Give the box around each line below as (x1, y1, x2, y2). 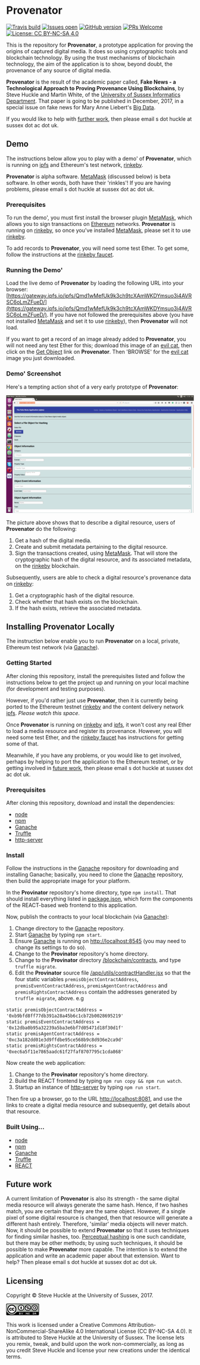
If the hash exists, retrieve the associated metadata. (14, 604, 142, 612)
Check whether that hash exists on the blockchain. (14, 598, 139, 605)
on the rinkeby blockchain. (14, 562, 80, 569)
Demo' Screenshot (6, 370, 61, 378)
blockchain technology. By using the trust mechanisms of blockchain (6, 54, 175, 61)
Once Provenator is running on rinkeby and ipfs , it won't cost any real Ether (6, 721, 192, 728)
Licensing (6, 1276, 43, 1286)
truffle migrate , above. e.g (14, 995, 85, 1002)
